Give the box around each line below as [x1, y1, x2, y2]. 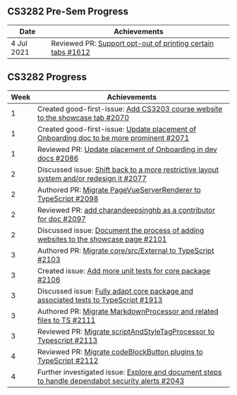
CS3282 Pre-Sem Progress [7, 6, 129, 18]
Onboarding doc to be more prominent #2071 [37, 133, 190, 143]
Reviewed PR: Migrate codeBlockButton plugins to [37, 346, 203, 356]
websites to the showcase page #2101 [37, 234, 167, 244]
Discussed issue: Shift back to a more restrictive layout [37, 165, 219, 175]
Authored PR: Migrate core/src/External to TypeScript [37, 246, 214, 256]
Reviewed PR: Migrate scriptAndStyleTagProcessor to [37, 327, 215, 337]
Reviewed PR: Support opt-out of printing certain [51, 38, 214, 48]
